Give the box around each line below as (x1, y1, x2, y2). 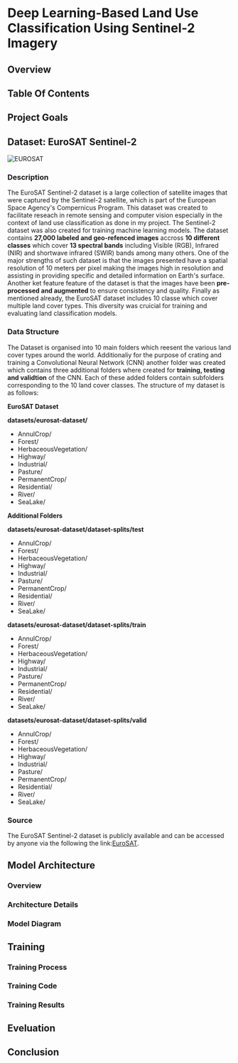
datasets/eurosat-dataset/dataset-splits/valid (7, 716, 147, 724)
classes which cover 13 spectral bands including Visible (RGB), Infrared (7, 241, 219, 250)
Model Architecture (7, 859, 96, 871)
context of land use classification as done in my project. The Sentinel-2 (7, 219, 216, 227)
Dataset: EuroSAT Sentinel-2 (7, 136, 137, 148)
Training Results (7, 1000, 65, 1010)
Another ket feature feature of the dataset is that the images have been (7, 279, 215, 288)
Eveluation (7, 1022, 55, 1034)
